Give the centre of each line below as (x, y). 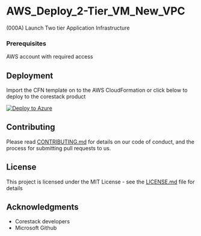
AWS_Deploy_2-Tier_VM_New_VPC (96, 11)
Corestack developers (42, 222)
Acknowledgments (43, 207)
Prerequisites (26, 43)
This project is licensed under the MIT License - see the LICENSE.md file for (100, 182)
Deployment (30, 76)
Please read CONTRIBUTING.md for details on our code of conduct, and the (100, 142)
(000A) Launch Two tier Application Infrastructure (68, 28)
